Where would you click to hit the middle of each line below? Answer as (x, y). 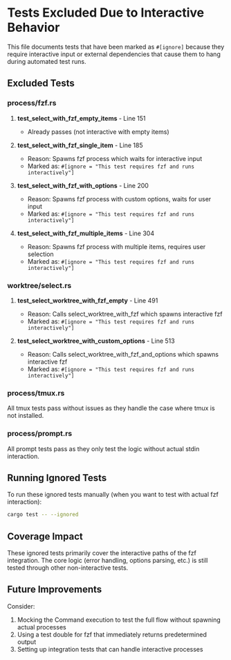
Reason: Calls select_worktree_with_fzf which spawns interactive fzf (125, 314)
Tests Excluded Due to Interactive (106, 13)
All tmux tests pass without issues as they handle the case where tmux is (111, 408)
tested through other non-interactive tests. (68, 568)
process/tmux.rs (36, 393)
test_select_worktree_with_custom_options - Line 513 (96, 341)
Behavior (34, 27)
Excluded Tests (41, 84)
